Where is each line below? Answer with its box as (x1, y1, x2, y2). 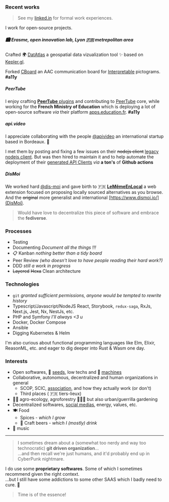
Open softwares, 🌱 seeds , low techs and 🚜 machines (12, 369, 122, 375)
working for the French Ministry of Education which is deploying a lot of (5, 104, 156, 110)
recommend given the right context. (5, 471, 79, 477)
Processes (5, 228, 32, 235)
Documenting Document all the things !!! (12, 244, 97, 250)
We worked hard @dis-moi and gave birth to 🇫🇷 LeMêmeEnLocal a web (5, 183, 157, 190)
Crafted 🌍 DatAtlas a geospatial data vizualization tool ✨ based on (5, 52, 143, 58)
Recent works (5, 4, 40, 11)
